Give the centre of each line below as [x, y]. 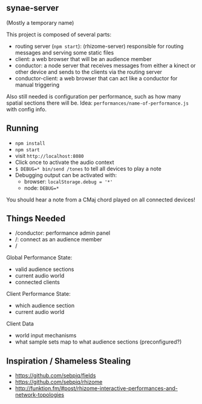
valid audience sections [44, 269]
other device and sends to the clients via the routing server [88, 72]
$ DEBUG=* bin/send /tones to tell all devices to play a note [88, 168]
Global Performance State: [39, 258]
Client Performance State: [38, 294]
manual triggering [37, 85]
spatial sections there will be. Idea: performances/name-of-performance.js [98, 103]
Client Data [20, 324]
